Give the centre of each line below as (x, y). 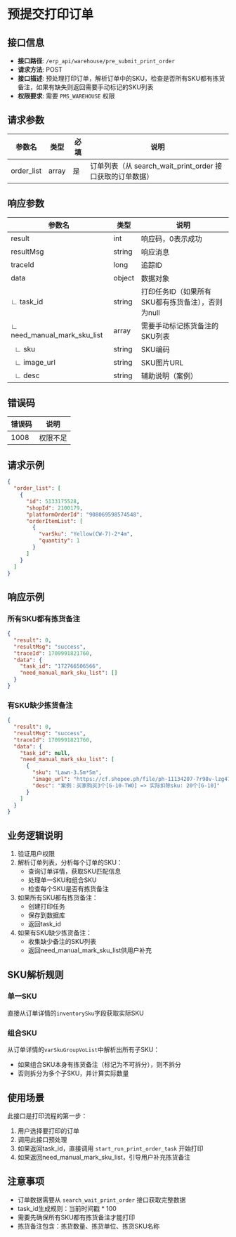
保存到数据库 (46, 915)
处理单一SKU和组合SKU (62, 880)
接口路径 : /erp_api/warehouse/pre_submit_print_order (96, 61)
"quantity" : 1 (59, 541)
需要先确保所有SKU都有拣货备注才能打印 (76, 1217)
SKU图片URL (162, 363)
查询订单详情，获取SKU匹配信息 (74, 872)
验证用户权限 (36, 854)
